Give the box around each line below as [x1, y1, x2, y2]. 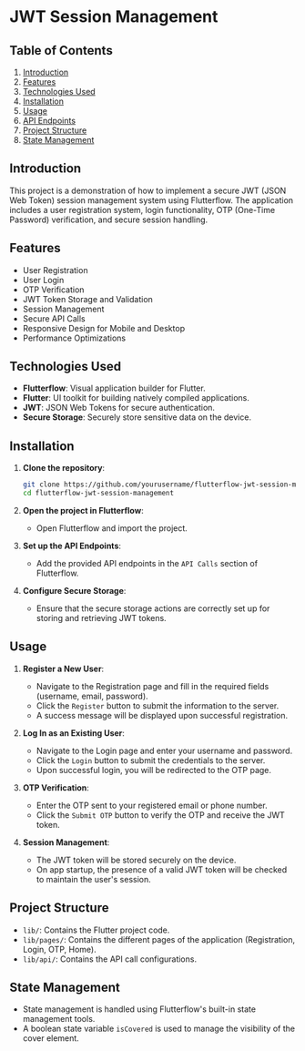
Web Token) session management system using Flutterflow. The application [9, 194, 294, 206]
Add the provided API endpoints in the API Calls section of [36, 558, 258, 568]
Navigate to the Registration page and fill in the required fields [36, 680, 269, 691]
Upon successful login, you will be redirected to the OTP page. [36, 764, 271, 775]
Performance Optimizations [22, 332, 126, 343]
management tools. [22, 1014, 96, 1025]
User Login [22, 274, 65, 285]
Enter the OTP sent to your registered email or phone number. [36, 800, 268, 811]
